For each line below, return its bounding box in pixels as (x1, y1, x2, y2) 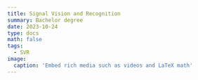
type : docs (7, 29, 39, 37)
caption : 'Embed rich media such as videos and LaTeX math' (13, 62, 193, 69)
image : (7, 56, 27, 63)
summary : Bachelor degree (7, 17, 83, 24)
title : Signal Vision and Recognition (7, 10, 121, 17)
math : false (7, 36, 42, 43)
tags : (7, 42, 23, 49)
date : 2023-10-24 (7, 23, 58, 30)
